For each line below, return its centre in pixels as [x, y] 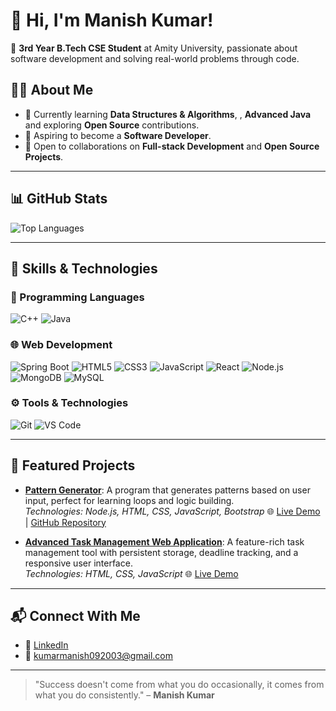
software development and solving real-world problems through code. [155, 58]
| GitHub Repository [65, 522]
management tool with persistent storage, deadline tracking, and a [161, 552]
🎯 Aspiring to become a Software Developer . [118, 135]
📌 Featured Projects [73, 465]
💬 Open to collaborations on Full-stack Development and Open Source [172, 146]
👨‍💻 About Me [52, 90]
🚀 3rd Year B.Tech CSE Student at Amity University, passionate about [154, 48]
